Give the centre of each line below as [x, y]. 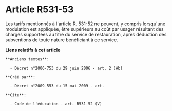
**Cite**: [16, 95]
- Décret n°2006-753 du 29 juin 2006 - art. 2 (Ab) [66, 68]
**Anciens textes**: [27, 59]
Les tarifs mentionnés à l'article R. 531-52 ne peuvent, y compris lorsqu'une [85, 24]
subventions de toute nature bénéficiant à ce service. [62, 40]
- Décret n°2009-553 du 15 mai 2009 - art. [57, 86]
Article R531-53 [40, 9]
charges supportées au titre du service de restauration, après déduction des [86, 34]
